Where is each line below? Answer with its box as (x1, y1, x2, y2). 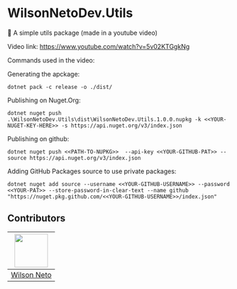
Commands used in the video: (7, 55, 95, 65)
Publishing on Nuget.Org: (7, 96, 81, 104)
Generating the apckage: (7, 70, 80, 78)
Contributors (7, 212, 66, 224)
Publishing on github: (7, 134, 70, 143)
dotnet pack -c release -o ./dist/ (7, 83, 113, 90)
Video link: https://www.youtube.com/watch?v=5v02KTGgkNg (7, 42, 190, 50)
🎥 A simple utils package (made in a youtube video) (7, 28, 158, 37)
